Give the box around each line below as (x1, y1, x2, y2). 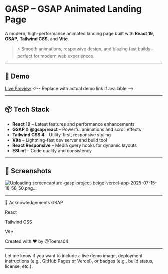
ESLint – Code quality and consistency (12, 147, 92, 153)
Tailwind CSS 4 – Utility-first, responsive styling (12, 131, 111, 138)
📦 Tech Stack (5, 105, 50, 114)
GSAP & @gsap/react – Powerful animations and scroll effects (12, 126, 141, 132)
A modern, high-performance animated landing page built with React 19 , (5, 30, 154, 36)
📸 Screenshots (5, 166, 52, 175)
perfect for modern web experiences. (17, 53, 95, 59)
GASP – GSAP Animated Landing (5, 3, 142, 15)
